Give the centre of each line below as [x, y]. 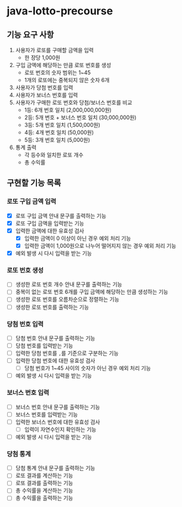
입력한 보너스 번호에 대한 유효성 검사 [58, 422]
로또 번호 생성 [25, 270]
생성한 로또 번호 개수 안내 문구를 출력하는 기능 [69, 284]
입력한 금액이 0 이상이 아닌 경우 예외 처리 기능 [78, 238]
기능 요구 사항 [30, 34]
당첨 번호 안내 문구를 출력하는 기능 [55, 338]
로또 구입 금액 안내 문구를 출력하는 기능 [61, 215]
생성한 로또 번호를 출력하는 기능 [52, 307]
